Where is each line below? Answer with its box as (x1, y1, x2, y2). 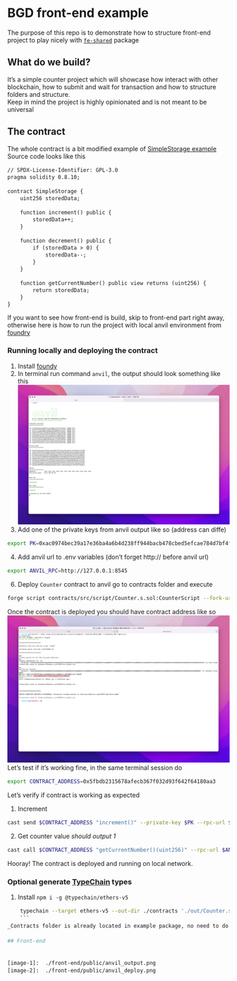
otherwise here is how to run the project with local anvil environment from (7, 320, 222, 329)
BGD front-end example (7, 5, 150, 21)
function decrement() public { (20, 237, 112, 245)
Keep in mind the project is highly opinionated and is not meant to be (7, 98, 207, 106)
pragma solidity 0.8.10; (7, 173, 80, 181)
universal (7, 105, 34, 114)
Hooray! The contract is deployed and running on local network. (7, 859, 193, 867)
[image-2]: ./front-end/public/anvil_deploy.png (7, 967, 157, 974)
